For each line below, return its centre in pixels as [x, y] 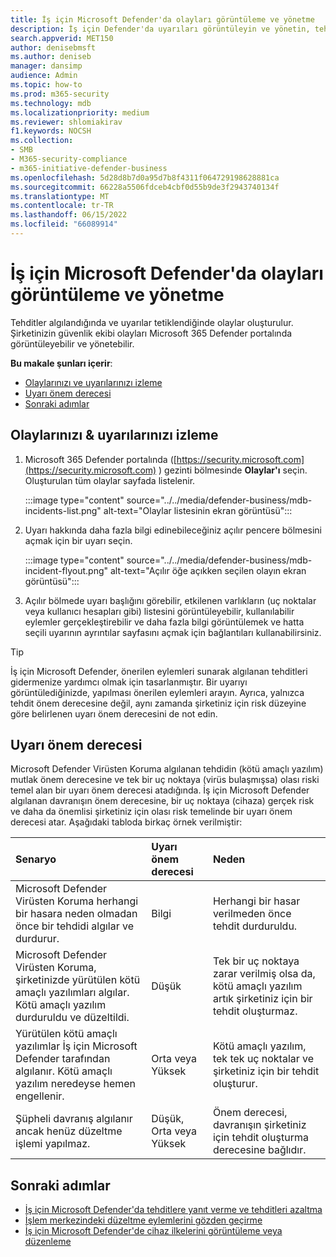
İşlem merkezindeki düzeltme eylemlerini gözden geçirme [143, 1220]
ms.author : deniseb [51, 57]
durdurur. [37, 939]
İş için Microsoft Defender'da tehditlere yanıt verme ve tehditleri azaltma [173, 1210]
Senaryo [36, 859]
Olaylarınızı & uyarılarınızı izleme [114, 435]
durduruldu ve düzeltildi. [72, 1018]
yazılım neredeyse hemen [75, 1084]
